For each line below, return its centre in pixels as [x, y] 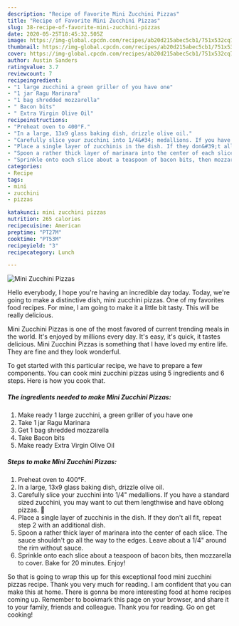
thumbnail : [23, 47]
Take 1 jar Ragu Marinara [54, 423]
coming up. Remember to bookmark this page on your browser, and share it [118, 600]
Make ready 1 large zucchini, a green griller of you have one [105, 415]
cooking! [20, 615]
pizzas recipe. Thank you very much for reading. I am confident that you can [119, 585]
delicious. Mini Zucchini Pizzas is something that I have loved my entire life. [118, 344]
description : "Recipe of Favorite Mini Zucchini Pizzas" [94, 14]
